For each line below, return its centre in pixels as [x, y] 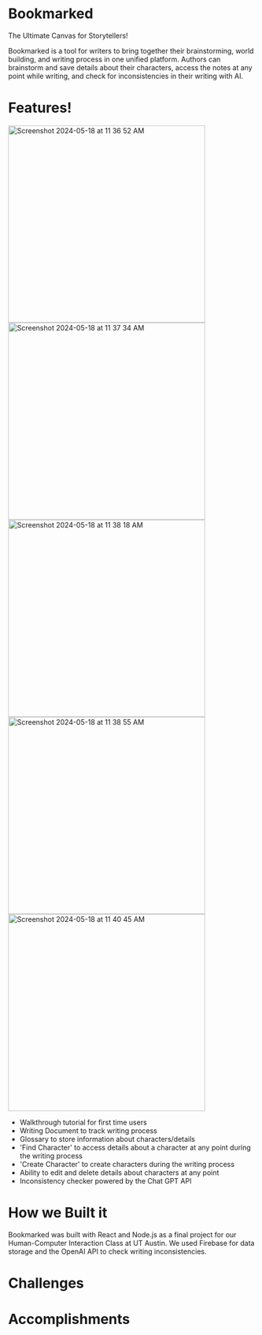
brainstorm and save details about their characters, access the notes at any [131, 67]
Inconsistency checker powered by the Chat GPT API [105, 1180]
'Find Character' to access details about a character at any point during [135, 1147]
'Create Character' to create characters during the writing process [127, 1164]
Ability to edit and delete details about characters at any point [119, 1173]
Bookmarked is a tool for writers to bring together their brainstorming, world [131, 50]
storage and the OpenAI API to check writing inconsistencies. [107, 1251]
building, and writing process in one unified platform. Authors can [114, 59]
